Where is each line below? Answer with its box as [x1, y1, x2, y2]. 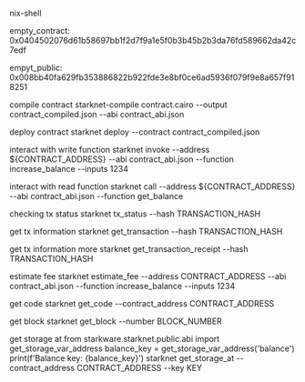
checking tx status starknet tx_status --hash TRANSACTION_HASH [9, 208, 261, 219]
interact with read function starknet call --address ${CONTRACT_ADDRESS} [9, 181, 296, 192]
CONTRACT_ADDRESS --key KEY [76, 363, 203, 373]
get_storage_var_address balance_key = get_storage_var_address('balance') [9, 343, 295, 354]
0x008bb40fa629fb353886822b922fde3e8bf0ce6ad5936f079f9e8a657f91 [9, 72, 295, 83]
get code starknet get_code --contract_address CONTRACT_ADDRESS [9, 298, 275, 308]
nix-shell [9, 8, 43, 18]
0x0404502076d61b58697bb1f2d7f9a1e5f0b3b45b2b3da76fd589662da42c [9, 35, 297, 45]
